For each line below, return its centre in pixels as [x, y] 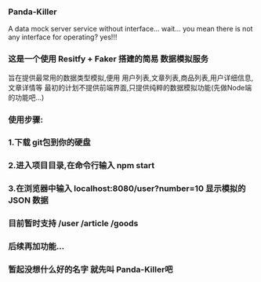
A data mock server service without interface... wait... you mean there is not [130, 29]
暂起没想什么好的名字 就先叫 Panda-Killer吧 [91, 269]
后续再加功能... [36, 247]
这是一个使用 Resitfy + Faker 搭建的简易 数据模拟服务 [109, 59]
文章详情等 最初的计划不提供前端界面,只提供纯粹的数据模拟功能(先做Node [127, 87]
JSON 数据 [28, 200]
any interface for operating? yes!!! [63, 37]
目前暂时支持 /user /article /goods [73, 224]
